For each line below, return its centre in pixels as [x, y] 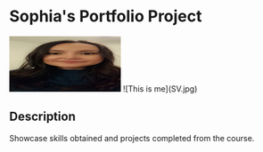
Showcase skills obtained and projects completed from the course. [132, 138]
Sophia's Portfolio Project [106, 16]
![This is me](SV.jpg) [160, 88]
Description [42, 117]
